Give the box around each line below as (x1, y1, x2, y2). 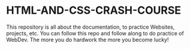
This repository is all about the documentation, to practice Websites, (6, 23, 175, 30)
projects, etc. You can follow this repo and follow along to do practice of (6, 29, 184, 36)
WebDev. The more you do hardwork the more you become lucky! (6, 36, 169, 43)
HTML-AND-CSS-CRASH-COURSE (6, 4, 182, 17)
